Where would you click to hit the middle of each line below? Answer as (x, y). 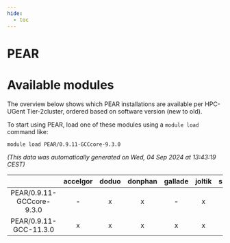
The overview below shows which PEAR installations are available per (105, 104)
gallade (176, 181)
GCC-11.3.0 (34, 229)
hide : (15, 13)
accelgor (78, 181)
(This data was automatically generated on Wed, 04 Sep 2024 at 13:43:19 (112, 157)
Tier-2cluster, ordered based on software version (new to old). (114, 111)
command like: (28, 131)
